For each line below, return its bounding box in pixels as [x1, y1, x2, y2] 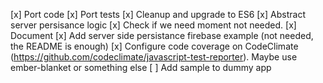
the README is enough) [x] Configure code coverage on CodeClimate [10, 40, 299, 52]
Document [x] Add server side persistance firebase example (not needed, [10, 30, 314, 41]
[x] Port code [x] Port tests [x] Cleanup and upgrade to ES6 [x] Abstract [10, 9, 306, 20]
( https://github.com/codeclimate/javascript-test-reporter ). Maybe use [10, 51, 298, 63]
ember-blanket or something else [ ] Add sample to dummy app [10, 62, 272, 73]
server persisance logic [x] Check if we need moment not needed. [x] [10, 19, 297, 31]
